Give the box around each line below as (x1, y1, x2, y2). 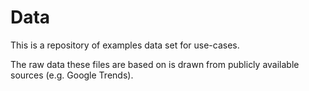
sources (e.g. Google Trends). (10, 69, 134, 81)
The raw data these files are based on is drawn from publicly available (10, 58, 300, 70)
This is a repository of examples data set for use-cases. (10, 39, 240, 51)
